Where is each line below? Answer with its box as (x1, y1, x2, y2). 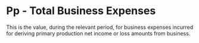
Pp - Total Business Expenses (6, 4, 156, 18)
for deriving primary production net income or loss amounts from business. (6, 29, 191, 37)
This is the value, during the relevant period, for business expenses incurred (6, 24, 194, 31)
